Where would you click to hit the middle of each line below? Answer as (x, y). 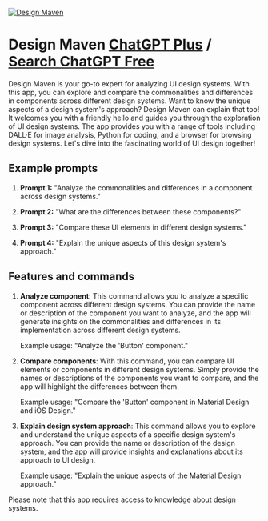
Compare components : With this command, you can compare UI (127, 361)
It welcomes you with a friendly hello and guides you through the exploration (134, 118)
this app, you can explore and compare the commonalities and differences (131, 92)
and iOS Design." (48, 410)
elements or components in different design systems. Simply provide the (140, 369)
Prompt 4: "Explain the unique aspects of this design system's (123, 242)
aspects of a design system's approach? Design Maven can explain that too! (134, 109)
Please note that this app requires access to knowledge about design (122, 499)
